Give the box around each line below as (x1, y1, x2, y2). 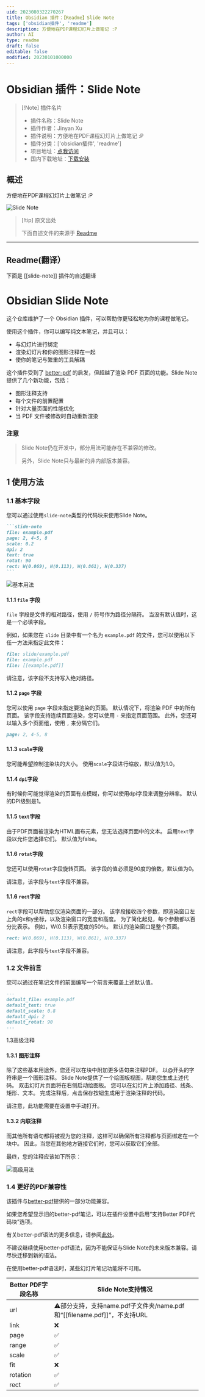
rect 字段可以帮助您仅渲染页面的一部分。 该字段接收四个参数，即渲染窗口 (6, 907, 190, 915)
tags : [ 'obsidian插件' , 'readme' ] (6, 20, 93, 26)
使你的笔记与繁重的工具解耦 (15, 356, 85, 364)
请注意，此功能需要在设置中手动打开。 (6, 1102, 103, 1110)
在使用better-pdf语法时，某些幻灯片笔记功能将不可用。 (6, 1264, 145, 1272)
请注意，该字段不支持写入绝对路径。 (6, 674, 98, 681)
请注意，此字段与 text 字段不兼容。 (6, 947, 93, 954)
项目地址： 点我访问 (30, 147, 79, 154)
